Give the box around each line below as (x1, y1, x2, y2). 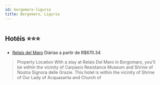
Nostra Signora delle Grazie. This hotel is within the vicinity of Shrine (17, 69, 155, 75)
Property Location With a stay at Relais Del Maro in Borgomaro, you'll (17, 59, 156, 65)
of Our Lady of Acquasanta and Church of (17, 75, 101, 81)
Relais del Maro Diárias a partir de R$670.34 (12, 50, 101, 56)
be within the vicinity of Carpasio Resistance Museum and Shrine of (17, 64, 153, 70)
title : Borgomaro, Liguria (5, 12, 60, 17)
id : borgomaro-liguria (5, 7, 51, 12)
